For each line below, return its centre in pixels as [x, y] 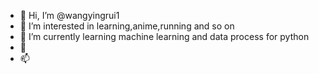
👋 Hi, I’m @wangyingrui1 [69, 15]
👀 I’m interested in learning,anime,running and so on [127, 26]
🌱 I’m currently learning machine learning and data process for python [164, 36]
